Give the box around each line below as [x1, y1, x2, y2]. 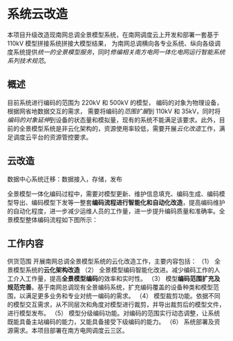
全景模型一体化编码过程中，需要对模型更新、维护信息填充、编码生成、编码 [7, 190, 219, 198]
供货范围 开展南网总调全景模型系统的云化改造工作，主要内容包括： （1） [7, 257, 213, 266]
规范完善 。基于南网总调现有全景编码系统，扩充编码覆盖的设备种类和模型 [7, 283, 213, 291]
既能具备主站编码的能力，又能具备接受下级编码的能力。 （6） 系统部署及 [7, 317, 214, 326]
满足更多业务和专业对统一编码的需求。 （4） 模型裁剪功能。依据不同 [25, 292, 221, 300]
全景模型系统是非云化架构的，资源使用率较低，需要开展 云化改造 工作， [19, 124, 219, 132]
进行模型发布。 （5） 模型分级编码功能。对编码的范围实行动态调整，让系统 [7, 309, 221, 317]
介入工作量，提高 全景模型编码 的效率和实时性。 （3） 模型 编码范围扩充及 [12, 275, 221, 283]
